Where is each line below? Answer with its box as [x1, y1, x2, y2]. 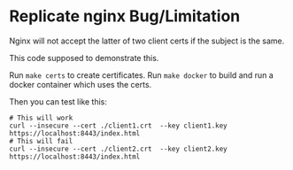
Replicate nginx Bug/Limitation [9, 6, 241, 27]
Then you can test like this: [9, 96, 108, 107]
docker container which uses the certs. [9, 79, 152, 89]
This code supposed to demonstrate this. [9, 52, 159, 63]
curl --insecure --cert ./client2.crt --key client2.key [9, 144, 227, 153]
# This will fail [9, 136, 73, 145]
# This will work [9, 113, 73, 122]
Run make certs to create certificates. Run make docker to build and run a [9, 69, 274, 81]
